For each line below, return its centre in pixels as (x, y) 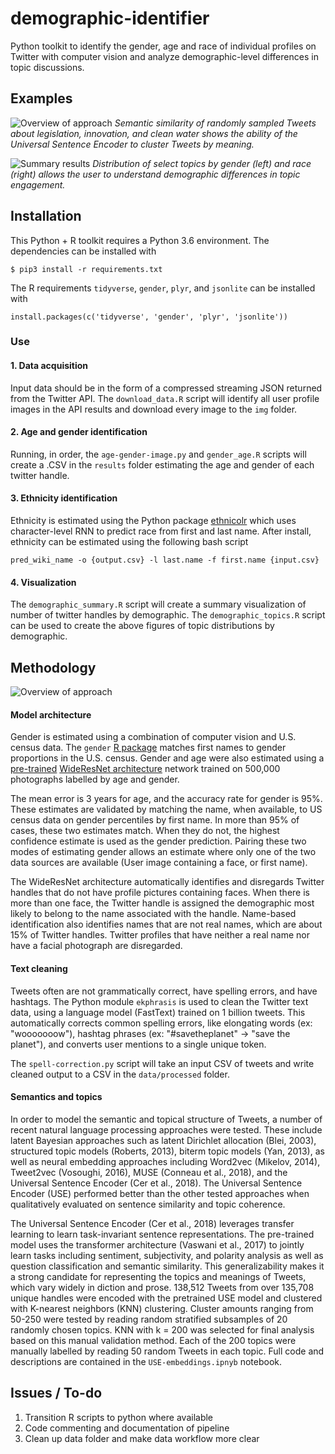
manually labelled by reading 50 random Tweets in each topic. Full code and (167, 1351)
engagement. (38, 184)
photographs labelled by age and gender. (95, 779)
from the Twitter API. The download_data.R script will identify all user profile (165, 398)
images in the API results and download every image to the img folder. (154, 409)
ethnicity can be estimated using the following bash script (129, 542)
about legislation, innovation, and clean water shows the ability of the (154, 133)
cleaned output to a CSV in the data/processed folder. (120, 1074)
